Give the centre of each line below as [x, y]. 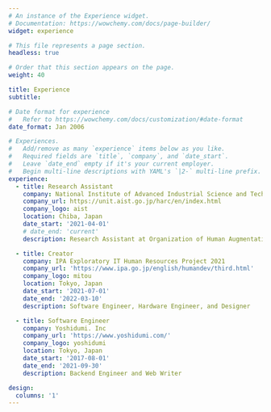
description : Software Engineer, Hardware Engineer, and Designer [137, 306]
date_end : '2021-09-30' [63, 366]
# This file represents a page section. [77, 45]
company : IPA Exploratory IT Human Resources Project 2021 [124, 261]
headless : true [34, 53]
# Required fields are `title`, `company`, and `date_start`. [119, 157]
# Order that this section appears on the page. [92, 68]
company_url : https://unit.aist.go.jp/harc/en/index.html [122, 202]
